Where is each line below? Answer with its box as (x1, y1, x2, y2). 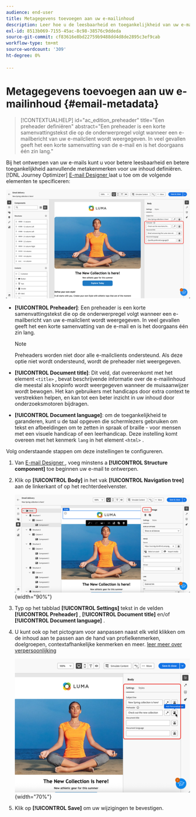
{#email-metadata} (64, 97, 159, 111)
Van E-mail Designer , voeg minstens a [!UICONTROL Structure (14, 459, 168, 466)
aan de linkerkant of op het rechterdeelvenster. (14, 482, 128, 489)
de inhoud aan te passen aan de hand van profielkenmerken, (14, 635, 160, 642)
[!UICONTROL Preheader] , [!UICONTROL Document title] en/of (14, 611, 170, 618)
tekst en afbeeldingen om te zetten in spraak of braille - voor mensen (14, 424, 181, 431)
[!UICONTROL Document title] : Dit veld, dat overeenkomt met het (14, 369, 173, 376)
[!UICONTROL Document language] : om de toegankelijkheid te (14, 411, 167, 418)
